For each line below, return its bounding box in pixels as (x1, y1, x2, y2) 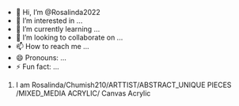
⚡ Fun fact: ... (15, 62, 59, 71)
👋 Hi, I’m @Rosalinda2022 (15, 8, 101, 17)
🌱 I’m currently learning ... (15, 25, 101, 33)
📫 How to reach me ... (15, 42, 89, 51)
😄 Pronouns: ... (15, 53, 67, 62)
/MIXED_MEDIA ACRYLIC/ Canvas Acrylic (15, 89, 151, 98)
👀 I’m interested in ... (15, 16, 83, 25)
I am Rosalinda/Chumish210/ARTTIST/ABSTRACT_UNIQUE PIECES (15, 80, 232, 89)
